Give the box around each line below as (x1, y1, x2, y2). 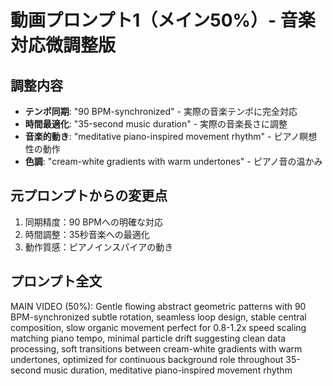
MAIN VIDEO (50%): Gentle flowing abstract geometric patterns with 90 (10, 300, 307, 312)
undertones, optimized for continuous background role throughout (10, 353, 284, 365)
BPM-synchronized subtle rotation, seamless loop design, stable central (10, 311, 307, 323)
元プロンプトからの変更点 (10, 187, 168, 205)
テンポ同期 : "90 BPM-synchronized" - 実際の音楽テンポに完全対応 (24, 106, 298, 117)
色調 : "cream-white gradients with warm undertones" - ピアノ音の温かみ (24, 156, 323, 167)
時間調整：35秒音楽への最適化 (24, 228, 150, 240)
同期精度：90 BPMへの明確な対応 (24, 216, 163, 228)
